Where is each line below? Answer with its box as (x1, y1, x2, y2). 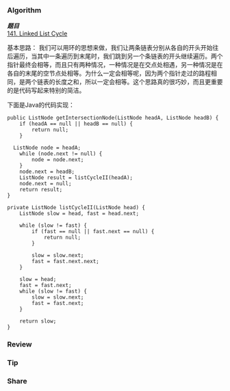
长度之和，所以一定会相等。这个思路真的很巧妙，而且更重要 (54, 78, 223, 86)
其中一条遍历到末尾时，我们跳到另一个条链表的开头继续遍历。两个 (36, 52, 223, 60)
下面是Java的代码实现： (7, 101, 75, 109)
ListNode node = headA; (13, 144, 81, 152)
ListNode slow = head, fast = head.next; (19, 211, 139, 217)
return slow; (19, 318, 57, 325)
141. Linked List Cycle (7, 29, 68, 38)
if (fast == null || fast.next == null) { (31, 228, 155, 235)
